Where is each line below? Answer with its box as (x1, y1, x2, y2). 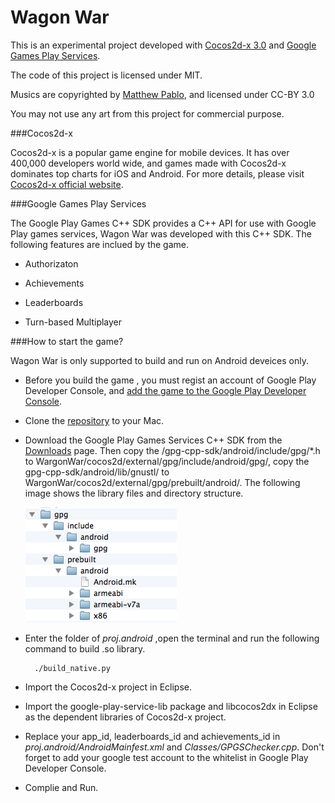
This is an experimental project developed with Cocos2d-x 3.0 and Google (10, 39, 317, 51)
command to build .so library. (24, 642, 146, 655)
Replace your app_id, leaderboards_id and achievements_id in (24, 730, 281, 742)
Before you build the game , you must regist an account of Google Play (24, 374, 317, 386)
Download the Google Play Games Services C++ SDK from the (24, 434, 283, 446)
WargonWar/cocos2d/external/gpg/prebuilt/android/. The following (24, 476, 301, 488)
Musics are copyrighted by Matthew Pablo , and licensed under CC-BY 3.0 (10, 88, 315, 100)
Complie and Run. (24, 781, 99, 793)
